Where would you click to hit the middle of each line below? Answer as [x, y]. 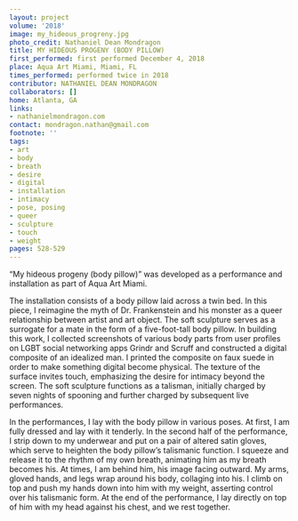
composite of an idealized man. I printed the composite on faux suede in [141, 357]
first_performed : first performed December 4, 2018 [107, 59]
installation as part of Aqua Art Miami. [78, 284]
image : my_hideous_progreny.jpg [69, 34]
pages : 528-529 [37, 249]
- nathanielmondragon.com [57, 116]
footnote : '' [33, 133]
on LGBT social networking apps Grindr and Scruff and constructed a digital [148, 349]
